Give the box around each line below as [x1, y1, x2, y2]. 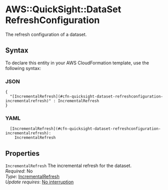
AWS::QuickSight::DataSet [5, 4, 122, 15]
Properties [5, 149, 40, 158]
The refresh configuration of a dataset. [5, 31, 87, 37]
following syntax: [5, 65, 41, 71]
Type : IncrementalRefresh [5, 174, 60, 180]
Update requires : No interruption [5, 179, 74, 185]
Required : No [5, 168, 33, 174]
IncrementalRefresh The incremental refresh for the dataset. [5, 162, 132, 169]
